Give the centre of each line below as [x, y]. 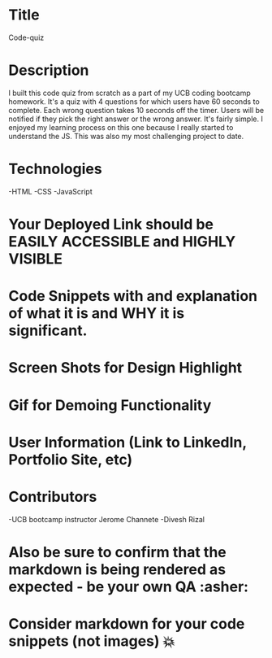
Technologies [56, 169]
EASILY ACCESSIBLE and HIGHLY [122, 242]
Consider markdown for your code [127, 624]
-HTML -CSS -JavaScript [50, 191]
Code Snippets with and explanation [133, 296]
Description [49, 70]
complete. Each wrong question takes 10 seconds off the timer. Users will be [136, 110]
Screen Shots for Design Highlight [125, 368]
